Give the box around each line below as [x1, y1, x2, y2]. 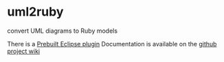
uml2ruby [7, 4, 64, 20]
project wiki [7, 47, 40, 55]
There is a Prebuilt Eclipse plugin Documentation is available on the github [7, 40, 217, 48]
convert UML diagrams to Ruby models [7, 27, 118, 35]
